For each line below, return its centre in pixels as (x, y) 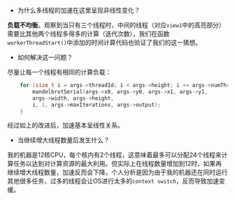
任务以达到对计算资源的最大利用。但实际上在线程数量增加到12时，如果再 (117, 164)
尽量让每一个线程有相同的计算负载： (59, 72)
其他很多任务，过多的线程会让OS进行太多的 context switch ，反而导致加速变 (116, 181)
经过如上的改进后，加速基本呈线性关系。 (65, 125)
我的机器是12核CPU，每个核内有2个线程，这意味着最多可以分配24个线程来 (114, 155)
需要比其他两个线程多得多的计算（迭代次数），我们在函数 (88, 34)
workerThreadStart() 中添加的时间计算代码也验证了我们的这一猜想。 (105, 43)
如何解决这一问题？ (45, 57)
